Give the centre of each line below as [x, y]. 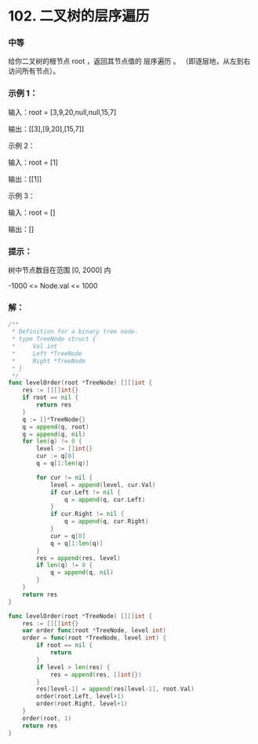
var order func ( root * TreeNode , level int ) [94, 631]
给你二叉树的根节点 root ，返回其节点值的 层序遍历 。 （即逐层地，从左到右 [129, 61]
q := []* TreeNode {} [54, 419]
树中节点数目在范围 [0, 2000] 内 [60, 270]
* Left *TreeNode [47, 354]
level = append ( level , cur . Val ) [103, 484]
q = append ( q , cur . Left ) [105, 499]
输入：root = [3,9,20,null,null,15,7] [62, 112]
